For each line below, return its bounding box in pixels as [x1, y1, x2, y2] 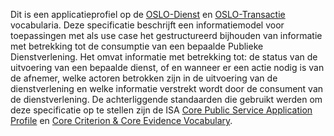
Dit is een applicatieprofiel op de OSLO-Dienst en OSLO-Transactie [10, 9, 286, 20]
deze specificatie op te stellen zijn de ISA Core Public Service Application [10, 104, 313, 116]
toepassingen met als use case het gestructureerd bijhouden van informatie [10, 30, 323, 41]
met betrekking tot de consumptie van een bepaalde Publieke [10, 40, 264, 52]
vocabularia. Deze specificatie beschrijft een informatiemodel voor [10, 19, 285, 31]
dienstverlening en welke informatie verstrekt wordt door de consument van [10, 83, 324, 94]
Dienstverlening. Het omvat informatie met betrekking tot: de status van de [10, 51, 318, 63]
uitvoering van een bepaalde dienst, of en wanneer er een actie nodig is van [10, 62, 325, 73]
